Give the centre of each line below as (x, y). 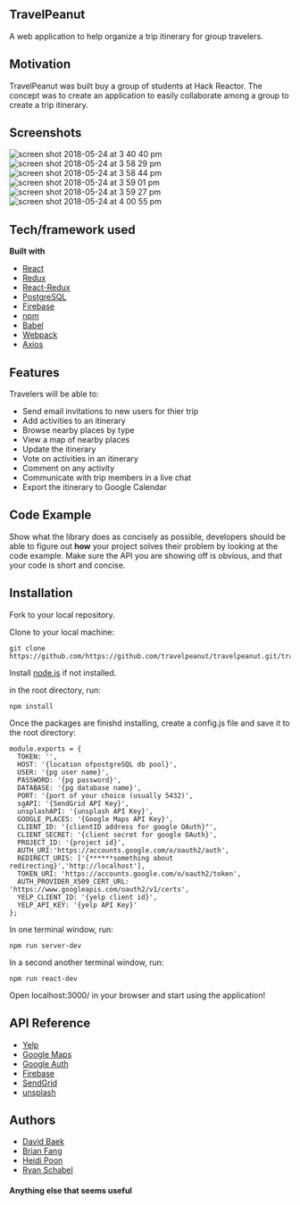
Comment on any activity (68, 469)
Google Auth (45, 1064)
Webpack (40, 335)
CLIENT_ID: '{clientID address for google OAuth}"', (117, 827)
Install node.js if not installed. (63, 672)
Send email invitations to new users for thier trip (110, 411)
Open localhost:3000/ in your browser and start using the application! (137, 995)
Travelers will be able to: (54, 394)
